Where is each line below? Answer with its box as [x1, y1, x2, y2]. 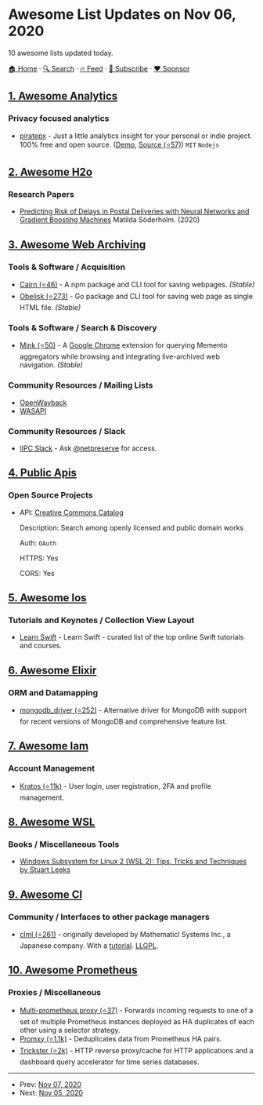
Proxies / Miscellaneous [8, 987, 102, 998]
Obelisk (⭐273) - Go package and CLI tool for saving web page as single [19, 292, 253, 301]
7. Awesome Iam [8, 739, 88, 753]
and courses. [19, 641, 63, 651]
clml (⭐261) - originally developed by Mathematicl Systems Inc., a [19, 930, 231, 939]
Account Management [8, 763, 95, 774]
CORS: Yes [19, 568, 55, 578]
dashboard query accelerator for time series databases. [19, 1057, 200, 1067]
